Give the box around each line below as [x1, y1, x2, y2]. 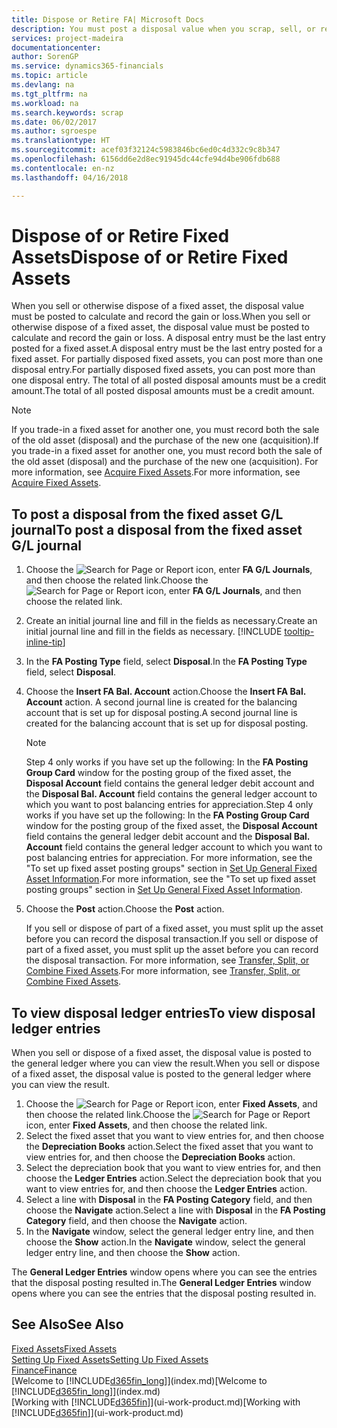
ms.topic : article [11, 71, 88, 81]
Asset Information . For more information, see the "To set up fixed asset [25, 873, 316, 885]
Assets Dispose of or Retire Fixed [11, 246, 289, 268]
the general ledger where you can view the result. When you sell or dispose [11, 1057, 321, 1070]
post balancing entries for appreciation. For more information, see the [25, 852, 313, 864]
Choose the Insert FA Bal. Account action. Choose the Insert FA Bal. [25, 686, 306, 698]
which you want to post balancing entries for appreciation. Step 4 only [25, 799, 314, 811]
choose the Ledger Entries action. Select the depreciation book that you [25, 1172, 323, 1185]
